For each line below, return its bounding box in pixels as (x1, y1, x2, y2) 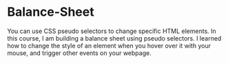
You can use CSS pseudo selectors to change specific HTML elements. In (7, 27, 217, 35)
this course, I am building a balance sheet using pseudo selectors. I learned (7, 34, 222, 42)
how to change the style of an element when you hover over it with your (7, 41, 211, 50)
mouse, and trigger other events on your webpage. (7, 49, 152, 57)
